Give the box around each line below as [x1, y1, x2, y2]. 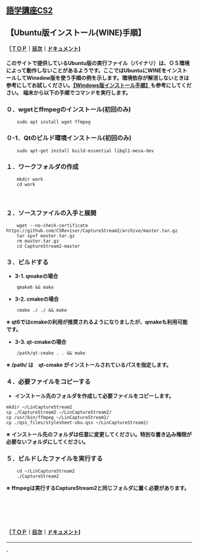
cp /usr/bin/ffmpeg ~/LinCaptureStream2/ [6, 414, 110, 420]
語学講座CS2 [6, 5, 53, 16]
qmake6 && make [16, 285, 54, 291]
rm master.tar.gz [16, 238, 60, 244]
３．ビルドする [6, 258, 49, 266]
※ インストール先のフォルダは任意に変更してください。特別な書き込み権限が [6, 431, 192, 438]
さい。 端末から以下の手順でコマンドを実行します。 [6, 89, 131, 96]
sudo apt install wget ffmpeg [16, 119, 91, 125]
